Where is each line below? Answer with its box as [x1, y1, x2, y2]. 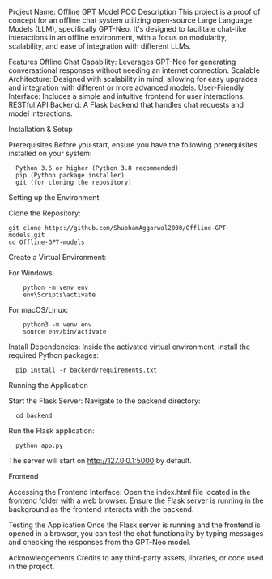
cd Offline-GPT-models [8, 238, 85, 246]
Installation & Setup [8, 125, 73, 134]
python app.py [15, 441, 63, 449]
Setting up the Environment [8, 193, 100, 202]
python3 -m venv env [23, 321, 92, 329]
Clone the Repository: [8, 208, 81, 218]
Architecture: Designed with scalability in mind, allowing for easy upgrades [8, 75, 258, 83]
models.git [8, 231, 45, 239]
